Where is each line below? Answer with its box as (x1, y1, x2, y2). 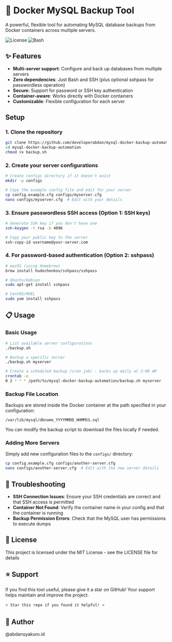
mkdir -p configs (5, 178, 42, 184)
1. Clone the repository (5, 128, 63, 135)
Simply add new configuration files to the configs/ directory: (5, 451, 133, 457)
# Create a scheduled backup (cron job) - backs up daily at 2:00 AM (5, 369, 157, 374)
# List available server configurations (5, 341, 93, 346)
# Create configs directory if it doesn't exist (5, 173, 111, 179)
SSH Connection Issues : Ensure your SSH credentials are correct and (12, 494, 161, 500)
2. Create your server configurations (5, 162, 98, 169)
